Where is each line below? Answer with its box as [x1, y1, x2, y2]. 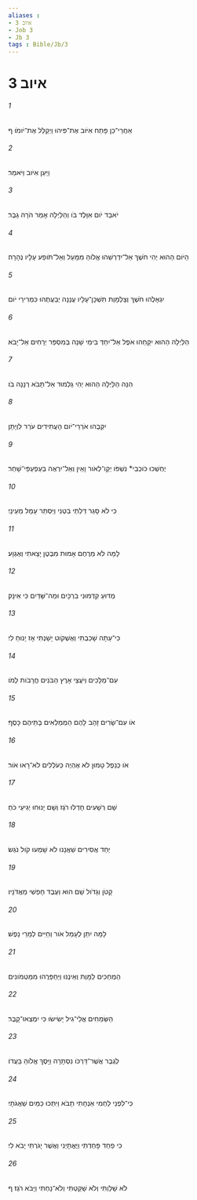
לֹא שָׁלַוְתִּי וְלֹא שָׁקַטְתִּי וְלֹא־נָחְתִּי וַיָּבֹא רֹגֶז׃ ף [8, 1183, 128, 1192]
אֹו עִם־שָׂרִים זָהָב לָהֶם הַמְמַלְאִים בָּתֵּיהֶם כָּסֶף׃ [8, 718, 136, 727]
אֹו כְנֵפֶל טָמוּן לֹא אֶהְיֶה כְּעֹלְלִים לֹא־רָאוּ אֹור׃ [8, 759, 130, 770]
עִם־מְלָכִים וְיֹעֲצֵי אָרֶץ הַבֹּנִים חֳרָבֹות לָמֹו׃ [8, 675, 119, 685]
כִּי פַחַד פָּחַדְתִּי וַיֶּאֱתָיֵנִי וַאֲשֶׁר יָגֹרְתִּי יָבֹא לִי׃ [8, 1140, 122, 1151]
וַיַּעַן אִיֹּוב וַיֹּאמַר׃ [8, 167, 50, 177]
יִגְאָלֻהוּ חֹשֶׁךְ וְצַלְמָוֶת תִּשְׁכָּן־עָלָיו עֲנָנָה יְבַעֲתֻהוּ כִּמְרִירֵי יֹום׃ [8, 295, 165, 304]
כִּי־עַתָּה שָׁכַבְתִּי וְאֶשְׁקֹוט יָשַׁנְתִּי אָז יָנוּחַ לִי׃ [8, 633, 121, 642]
